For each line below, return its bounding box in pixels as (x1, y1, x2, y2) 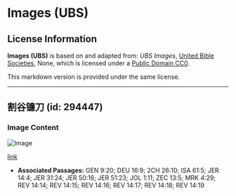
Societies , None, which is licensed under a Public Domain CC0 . (7, 59, 190, 67)
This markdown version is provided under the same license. (7, 72, 181, 81)
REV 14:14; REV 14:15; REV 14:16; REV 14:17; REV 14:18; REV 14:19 (17, 181, 205, 189)
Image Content (7, 123, 60, 133)
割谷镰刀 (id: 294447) (7, 101, 103, 113)
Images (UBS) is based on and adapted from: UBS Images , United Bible (7, 51, 214, 60)
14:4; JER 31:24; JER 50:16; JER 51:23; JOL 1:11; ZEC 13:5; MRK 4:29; (17, 174, 216, 182)
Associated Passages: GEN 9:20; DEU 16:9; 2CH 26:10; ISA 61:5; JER (17, 166, 219, 174)
